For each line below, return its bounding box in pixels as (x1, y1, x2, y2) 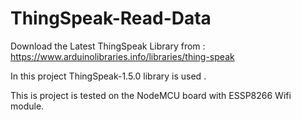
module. (10, 100, 45, 112)
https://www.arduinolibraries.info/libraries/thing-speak (10, 50, 235, 62)
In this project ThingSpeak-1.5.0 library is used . (10, 70, 207, 82)
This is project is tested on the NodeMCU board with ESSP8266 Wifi (10, 89, 292, 101)
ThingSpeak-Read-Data (10, 7, 212, 30)
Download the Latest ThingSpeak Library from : (10, 40, 206, 52)
